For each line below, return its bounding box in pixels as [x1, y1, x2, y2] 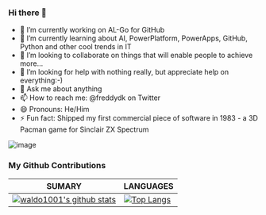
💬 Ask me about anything [19, 84, 102, 94]
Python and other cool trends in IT [19, 42, 133, 52]
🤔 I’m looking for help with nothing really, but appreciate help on [19, 67, 229, 77]
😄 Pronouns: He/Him [19, 105, 90, 114]
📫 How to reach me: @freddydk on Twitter [19, 93, 161, 102]
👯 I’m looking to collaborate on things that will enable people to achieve [19, 51, 253, 60]
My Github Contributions [8, 160, 106, 171]
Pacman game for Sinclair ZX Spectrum [19, 125, 149, 134]
